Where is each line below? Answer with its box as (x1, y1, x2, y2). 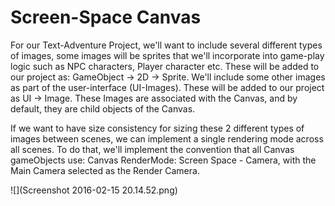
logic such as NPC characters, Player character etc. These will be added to (10, 60, 320, 72)
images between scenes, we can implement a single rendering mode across (10, 132, 324, 145)
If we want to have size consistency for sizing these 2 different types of (10, 122, 305, 134)
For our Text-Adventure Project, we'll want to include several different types (10, 39, 323, 51)
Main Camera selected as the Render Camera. (10, 164, 200, 176)
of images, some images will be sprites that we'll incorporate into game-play (10, 49, 325, 61)
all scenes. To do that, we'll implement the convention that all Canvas (10, 143, 295, 155)
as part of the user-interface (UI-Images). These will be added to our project (10, 81, 325, 93)
